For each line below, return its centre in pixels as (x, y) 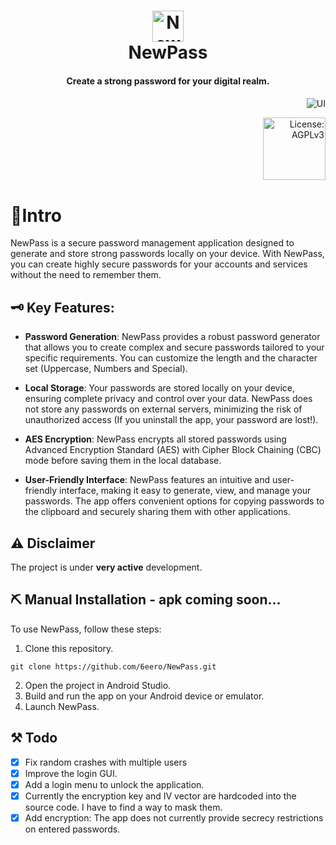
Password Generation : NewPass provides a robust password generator (172, 337)
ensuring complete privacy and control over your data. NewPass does (168, 399)
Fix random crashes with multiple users (106, 762)
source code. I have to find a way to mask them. (123, 807)
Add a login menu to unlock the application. (114, 784)
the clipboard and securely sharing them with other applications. (158, 512)
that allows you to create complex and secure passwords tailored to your (174, 347)
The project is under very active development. (106, 567)
